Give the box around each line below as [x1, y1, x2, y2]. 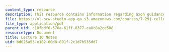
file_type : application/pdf [5, 21, 64, 26]
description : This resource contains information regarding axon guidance [5, 12, 165, 17]
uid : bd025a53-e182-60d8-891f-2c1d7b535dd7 [5, 40, 98, 45]
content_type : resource [5, 7, 55, 12]
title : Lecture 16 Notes [5, 35, 57, 40]
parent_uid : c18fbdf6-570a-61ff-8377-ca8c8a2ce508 [5, 26, 114, 31]
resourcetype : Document [5, 30, 55, 35]
